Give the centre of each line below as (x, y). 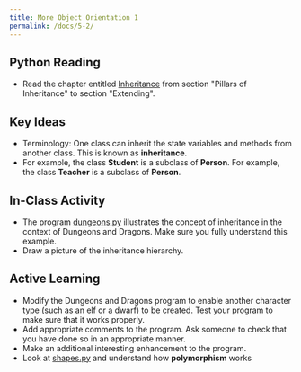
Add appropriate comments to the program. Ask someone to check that (155, 329)
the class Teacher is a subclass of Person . (102, 173)
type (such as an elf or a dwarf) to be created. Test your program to (148, 310)
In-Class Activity (58, 200)
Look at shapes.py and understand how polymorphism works (137, 358)
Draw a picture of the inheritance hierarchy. (103, 250)
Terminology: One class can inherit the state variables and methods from (157, 144)
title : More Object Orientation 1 (74, 18)
